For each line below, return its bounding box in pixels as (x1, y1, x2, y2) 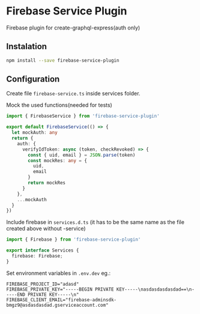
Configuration (6, 74, 60, 85)
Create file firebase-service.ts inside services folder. (6, 90, 141, 97)
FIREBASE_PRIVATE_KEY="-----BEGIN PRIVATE (6, 286, 114, 292)
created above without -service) (6, 225, 86, 232)
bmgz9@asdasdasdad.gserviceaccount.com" (6, 302, 109, 308)
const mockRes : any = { (28, 157, 87, 163)
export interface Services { (6, 247, 79, 253)
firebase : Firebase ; (11, 253, 63, 259)
